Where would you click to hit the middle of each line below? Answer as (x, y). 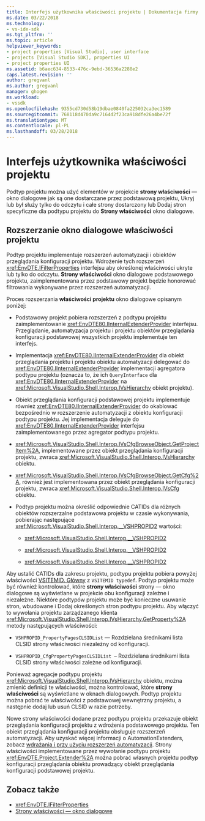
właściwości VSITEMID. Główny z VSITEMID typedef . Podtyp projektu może (100, 580)
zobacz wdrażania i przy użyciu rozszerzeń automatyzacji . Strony (89, 745)
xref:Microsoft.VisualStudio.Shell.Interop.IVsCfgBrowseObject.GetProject (107, 444)
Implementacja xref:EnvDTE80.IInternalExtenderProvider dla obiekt (99, 355)
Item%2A (27, 450)
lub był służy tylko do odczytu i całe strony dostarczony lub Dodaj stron (96, 204)
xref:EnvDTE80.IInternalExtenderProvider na (71, 381)
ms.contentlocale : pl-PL (38, 126)
